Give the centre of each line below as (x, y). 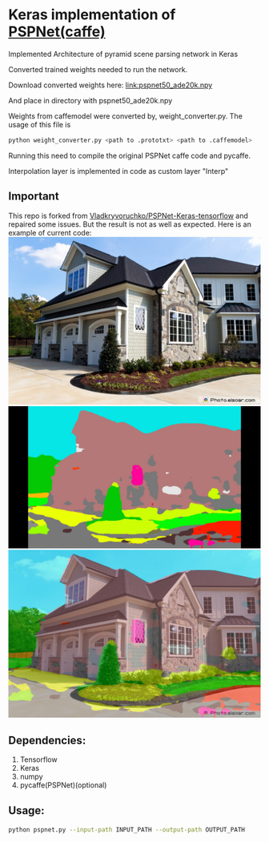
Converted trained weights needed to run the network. (98, 69)
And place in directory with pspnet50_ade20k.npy (90, 100)
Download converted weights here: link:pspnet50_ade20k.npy (110, 85)
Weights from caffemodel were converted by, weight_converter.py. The (125, 116)
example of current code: (50, 232)
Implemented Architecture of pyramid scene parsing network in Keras (123, 54)
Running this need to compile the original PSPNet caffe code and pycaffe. (129, 155)
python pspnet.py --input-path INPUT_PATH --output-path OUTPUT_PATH (127, 830)
